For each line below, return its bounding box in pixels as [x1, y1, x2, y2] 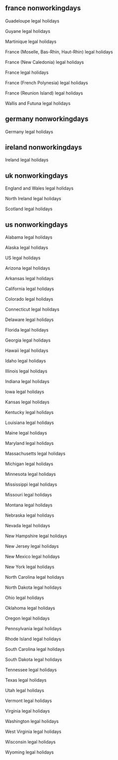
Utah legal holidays [5, 688, 45, 694]
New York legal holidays [5, 564, 55, 570]
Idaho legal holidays [5, 358, 46, 364]
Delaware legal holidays [5, 317, 54, 323]
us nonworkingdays [5, 220, 68, 229]
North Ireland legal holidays [5, 196, 61, 202]
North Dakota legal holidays [5, 584, 62, 591]
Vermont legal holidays [5, 698, 52, 704]
